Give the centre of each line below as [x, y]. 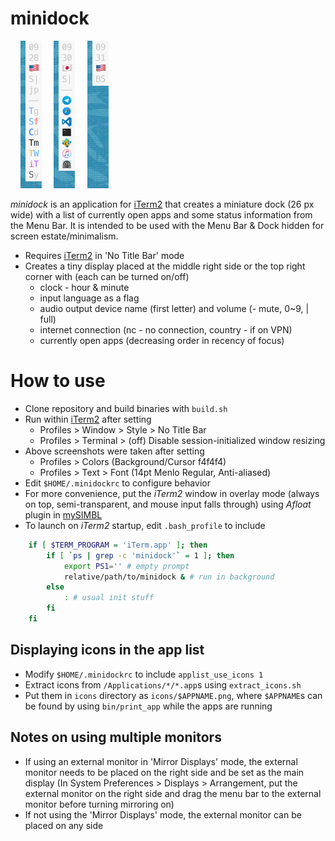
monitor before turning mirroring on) [99, 804]
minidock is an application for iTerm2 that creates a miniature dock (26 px [162, 204]
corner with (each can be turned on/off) [107, 276]
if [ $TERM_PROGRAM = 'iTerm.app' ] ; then [118, 545]
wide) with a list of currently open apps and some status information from [161, 214]
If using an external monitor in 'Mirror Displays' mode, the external [161, 761]
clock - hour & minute [84, 287]
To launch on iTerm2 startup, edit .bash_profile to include [145, 525]
